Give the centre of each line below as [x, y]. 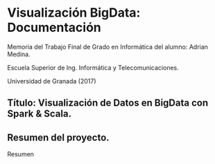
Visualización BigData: [74, 13]
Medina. [19, 54]
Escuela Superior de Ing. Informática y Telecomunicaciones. [93, 67]
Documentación [54, 27]
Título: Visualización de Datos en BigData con [108, 103]
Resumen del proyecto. [58, 137]
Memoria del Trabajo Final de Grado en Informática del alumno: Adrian [108, 47]
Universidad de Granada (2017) [52, 81]
